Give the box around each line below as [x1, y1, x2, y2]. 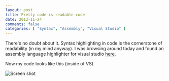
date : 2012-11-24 [5, 17, 42, 22]
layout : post [5, 7, 33, 13]
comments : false [5, 21, 40, 27]
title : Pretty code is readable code [5, 12, 85, 17]
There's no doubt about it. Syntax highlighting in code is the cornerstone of [5, 40, 162, 46]
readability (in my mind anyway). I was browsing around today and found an [5, 46, 164, 52]
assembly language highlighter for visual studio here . [5, 51, 116, 57]
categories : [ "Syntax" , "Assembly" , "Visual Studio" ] [5, 26, 126, 31]
